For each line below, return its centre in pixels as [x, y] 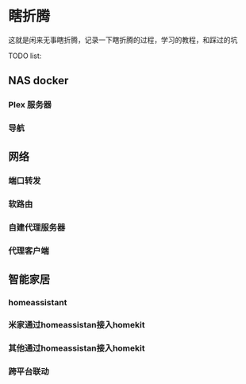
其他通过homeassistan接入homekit [77, 348]
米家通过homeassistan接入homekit [77, 325]
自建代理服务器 [37, 227]
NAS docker [38, 81]
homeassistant [38, 302]
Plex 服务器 [30, 105]
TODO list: [25, 56]
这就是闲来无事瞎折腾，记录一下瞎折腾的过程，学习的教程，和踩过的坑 [123, 40]
